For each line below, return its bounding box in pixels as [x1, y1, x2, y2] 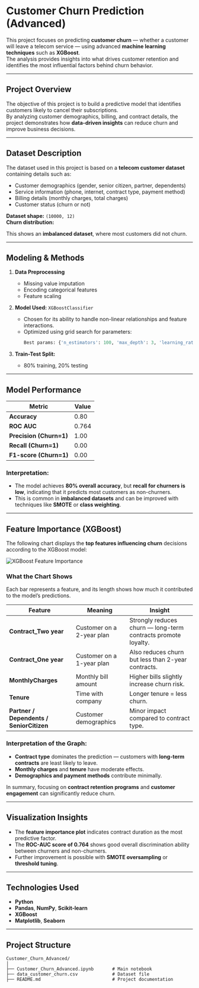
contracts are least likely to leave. [14, 759, 98, 767]
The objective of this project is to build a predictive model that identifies [6, 100, 182, 107]
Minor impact [129, 707, 166, 715]
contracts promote [129, 631, 181, 639]
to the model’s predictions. [6, 592, 71, 599]
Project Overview [6, 84, 72, 94]
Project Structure [6, 940, 71, 950]
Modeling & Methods [6, 252, 85, 262]
